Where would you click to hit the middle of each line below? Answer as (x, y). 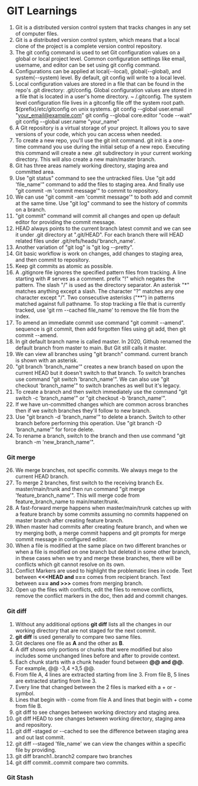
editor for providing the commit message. (65, 222)
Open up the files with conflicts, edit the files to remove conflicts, (94, 590)
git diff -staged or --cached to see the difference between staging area (102, 731)
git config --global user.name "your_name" (67, 121)
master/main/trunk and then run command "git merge (80, 489)
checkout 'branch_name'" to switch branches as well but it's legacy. (98, 385)
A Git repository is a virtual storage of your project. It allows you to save (102, 128)
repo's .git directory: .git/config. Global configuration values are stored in (104, 90)
